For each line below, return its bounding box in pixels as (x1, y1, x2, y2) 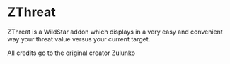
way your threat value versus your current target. (7, 34, 151, 43)
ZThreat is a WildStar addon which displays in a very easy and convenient (7, 27, 223, 36)
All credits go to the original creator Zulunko (7, 49, 136, 57)
